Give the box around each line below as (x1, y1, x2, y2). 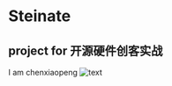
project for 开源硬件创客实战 (8, 43, 163, 58)
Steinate (8, 6, 71, 26)
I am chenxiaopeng (8, 68, 79, 77)
